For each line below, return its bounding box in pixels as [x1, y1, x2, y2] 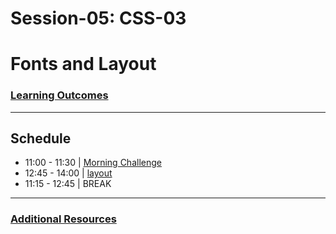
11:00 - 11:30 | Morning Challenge [24, 157, 162, 169]
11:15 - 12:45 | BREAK [24, 178, 112, 190]
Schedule [10, 130, 72, 147]
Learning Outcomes [10, 88, 109, 102]
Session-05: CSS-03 [10, 7, 187, 30]
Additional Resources [10, 212, 117, 226]
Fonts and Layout [10, 53, 157, 76]
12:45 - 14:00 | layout [24, 167, 113, 179]
